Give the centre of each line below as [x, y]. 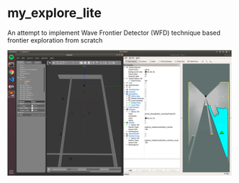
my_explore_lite [54, 13]
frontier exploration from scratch [55, 40]
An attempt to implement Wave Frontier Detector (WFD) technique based [114, 33]
